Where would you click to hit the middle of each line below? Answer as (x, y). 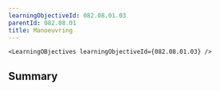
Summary (33, 76)
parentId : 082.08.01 (43, 23)
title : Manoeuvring (41, 30)
